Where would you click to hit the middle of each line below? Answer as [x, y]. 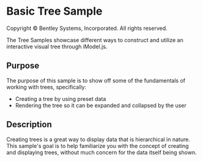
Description [29, 124]
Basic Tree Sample [54, 11]
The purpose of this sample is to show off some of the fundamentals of [96, 80]
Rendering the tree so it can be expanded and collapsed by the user [101, 105]
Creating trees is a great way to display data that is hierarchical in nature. [98, 139]
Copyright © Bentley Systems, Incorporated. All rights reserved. [87, 28]
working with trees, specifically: [46, 87]
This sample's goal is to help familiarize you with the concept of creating [98, 145]
